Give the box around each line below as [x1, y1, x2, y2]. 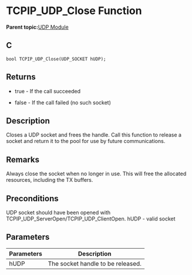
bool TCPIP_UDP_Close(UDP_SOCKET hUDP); [6, 56, 107, 62]
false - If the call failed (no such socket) [14, 99, 112, 106]
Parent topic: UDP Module [6, 23, 69, 30]
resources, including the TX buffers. [6, 176, 93, 184]
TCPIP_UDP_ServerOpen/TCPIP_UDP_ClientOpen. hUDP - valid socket [6, 215, 176, 222]
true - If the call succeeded [14, 87, 81, 94]
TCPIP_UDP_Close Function [6, 4, 142, 18]
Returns [6, 72, 36, 82]
